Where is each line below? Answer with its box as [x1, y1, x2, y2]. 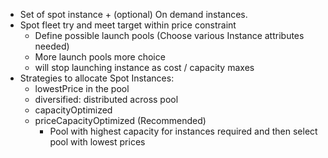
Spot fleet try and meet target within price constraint [19, 19, 237, 31]
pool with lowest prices [49, 136, 146, 148]
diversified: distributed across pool [34, 94, 179, 105]
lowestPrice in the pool [34, 83, 130, 94]
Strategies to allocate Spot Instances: [19, 72, 175, 84]
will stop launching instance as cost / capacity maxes [34, 62, 255, 73]
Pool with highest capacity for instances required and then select [49, 125, 318, 137]
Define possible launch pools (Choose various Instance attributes [34, 30, 305, 41]
